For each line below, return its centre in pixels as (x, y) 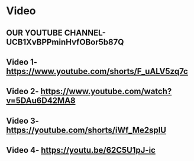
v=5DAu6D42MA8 (41, 101)
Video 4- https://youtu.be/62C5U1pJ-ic (81, 150)
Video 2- (23, 91)
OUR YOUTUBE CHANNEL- (56, 33)
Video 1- (22, 62)
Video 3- (23, 120)
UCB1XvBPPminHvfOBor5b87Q (65, 42)
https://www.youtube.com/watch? (106, 91)
